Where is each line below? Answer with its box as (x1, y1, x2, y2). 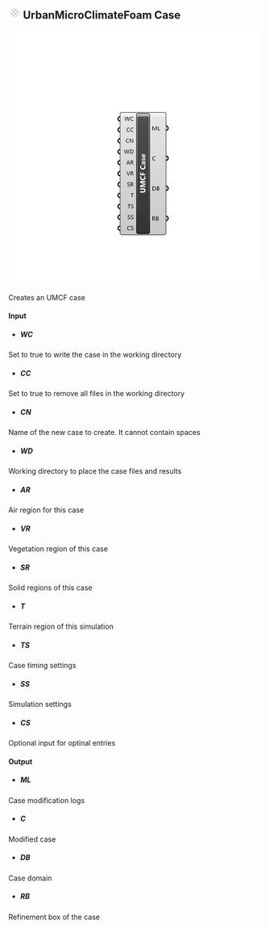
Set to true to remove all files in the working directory (8, 389, 185, 399)
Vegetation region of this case (8, 544, 109, 554)
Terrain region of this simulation (8, 621, 114, 632)
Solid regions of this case (8, 583, 93, 592)
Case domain (8, 873, 52, 883)
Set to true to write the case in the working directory (8, 350, 182, 360)
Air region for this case (8, 505, 85, 515)
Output (8, 756, 33, 766)
